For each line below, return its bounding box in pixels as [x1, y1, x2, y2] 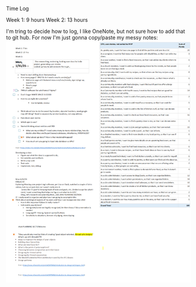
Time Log [6, 5, 29, 12]
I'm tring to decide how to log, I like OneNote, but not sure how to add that [6, 28, 185, 35]
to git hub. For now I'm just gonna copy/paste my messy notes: [6, 34, 158, 41]
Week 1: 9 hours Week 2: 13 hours [6, 16, 88, 23]
